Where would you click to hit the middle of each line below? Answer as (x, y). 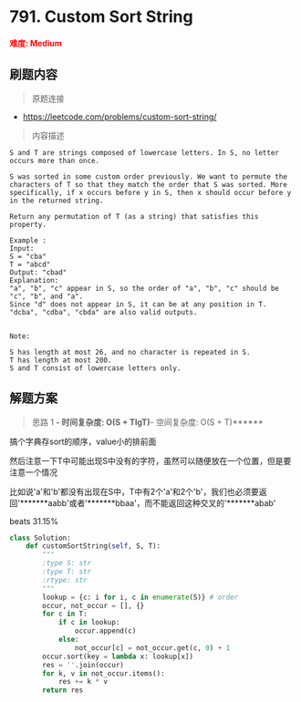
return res (63, 690)
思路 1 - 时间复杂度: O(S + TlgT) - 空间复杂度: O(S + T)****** (148, 422)
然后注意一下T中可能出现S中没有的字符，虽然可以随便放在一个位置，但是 (147, 460)
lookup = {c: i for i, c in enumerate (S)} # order (140, 597)
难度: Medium (36, 43)
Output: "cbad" (38, 272)
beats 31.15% (34, 521)
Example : (28, 240)
